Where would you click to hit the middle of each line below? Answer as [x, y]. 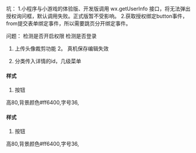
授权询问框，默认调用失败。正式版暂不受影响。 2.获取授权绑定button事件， [97, 16]
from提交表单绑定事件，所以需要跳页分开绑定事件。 [69, 23]
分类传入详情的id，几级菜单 [48, 61]
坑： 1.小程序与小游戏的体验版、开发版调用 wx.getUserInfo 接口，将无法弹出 [98, 9]
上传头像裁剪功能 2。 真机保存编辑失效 [62, 48]
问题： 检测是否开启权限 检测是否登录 [52, 36]
